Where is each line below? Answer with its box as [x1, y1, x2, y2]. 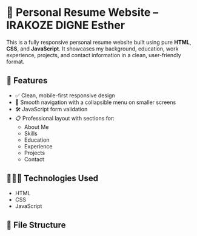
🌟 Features [6, 75, 48, 86]
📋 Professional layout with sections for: [15, 114, 115, 122]
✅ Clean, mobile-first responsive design [15, 91, 115, 99]
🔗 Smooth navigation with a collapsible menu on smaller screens [15, 99, 176, 106]
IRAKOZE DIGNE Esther [6, 18, 125, 32]
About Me [24, 123, 49, 130]
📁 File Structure [6, 220, 66, 230]
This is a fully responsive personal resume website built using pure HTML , [6, 38, 192, 46]
